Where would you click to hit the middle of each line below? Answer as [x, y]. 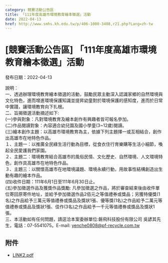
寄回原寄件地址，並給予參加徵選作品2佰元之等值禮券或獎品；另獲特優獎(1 [85, 194]
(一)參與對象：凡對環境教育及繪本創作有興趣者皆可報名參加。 [68, 119]
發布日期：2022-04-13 [29, 77]
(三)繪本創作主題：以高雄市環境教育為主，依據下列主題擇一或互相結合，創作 [83, 132]
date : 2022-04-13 [23, 19]
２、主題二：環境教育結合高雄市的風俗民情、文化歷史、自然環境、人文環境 [82, 157]
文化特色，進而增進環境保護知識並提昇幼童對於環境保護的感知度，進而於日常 [84, 100]
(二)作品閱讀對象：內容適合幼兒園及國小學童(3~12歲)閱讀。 [66, 125]
